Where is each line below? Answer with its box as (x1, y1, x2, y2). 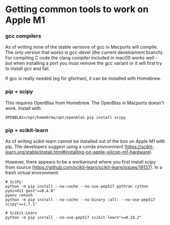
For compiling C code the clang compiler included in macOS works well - (5, 55, 158, 61)
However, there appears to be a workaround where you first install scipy (5, 159, 156, 165)
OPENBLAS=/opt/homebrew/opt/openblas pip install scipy (5, 115, 126, 120)
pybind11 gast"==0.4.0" (5, 188, 56, 194)
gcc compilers (5, 33, 42, 40)
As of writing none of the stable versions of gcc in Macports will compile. (5, 44, 158, 50)
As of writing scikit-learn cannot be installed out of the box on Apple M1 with (5, 138, 165, 144)
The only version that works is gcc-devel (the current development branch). (5, 49, 164, 55)
